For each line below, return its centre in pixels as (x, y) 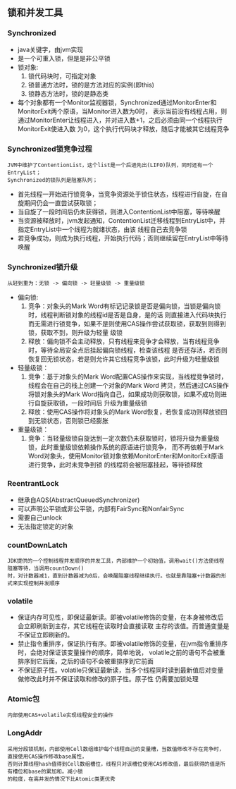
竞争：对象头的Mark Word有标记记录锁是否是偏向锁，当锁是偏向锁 (124, 306)
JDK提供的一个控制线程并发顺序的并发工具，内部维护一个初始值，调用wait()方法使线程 (116, 561)
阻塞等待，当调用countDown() (46, 568)
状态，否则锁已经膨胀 (78, 421)
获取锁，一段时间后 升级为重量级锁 (97, 403)
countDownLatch (38, 545)
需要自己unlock (39, 518)
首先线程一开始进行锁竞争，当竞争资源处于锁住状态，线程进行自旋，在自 (122, 194)
